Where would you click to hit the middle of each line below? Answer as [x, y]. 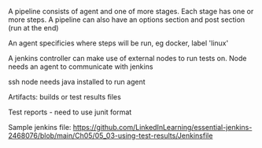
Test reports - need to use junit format [70, 112]
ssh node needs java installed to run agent [77, 82]
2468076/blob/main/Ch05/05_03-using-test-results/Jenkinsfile [111, 135]
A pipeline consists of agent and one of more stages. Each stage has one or [131, 11]
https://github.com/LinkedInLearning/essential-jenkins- [162, 127]
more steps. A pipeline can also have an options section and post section [127, 20]
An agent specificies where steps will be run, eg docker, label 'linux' [118, 43]
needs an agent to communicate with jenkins [81, 67]
